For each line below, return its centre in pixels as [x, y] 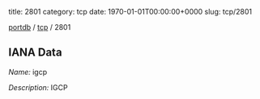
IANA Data [35, 53]
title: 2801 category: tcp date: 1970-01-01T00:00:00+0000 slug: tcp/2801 [130, 12]
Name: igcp [28, 72]
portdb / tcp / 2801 [40, 27]
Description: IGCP [38, 87]
